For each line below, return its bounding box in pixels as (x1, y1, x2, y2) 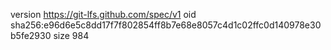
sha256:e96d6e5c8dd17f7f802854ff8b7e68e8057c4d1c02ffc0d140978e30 (10, 19, 322, 31)
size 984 (53, 30, 90, 41)
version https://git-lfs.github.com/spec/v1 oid (10, 9, 197, 20)
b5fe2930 (10, 30, 52, 41)
